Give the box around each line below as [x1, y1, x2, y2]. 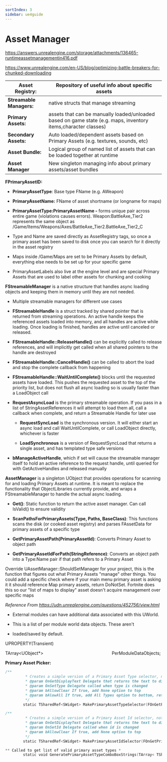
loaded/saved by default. [12, 631, 64, 637]
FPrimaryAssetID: [5, 179, 43, 185]
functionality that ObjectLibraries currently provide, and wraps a [5, 486, 137, 492]
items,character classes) [48, 123, 106, 130]
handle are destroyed [12, 350, 56, 356]
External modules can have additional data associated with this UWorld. [12, 612, 160, 618]
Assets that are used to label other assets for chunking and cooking [12, 274, 151, 280]
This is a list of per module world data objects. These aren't [12, 621, 134, 628]
